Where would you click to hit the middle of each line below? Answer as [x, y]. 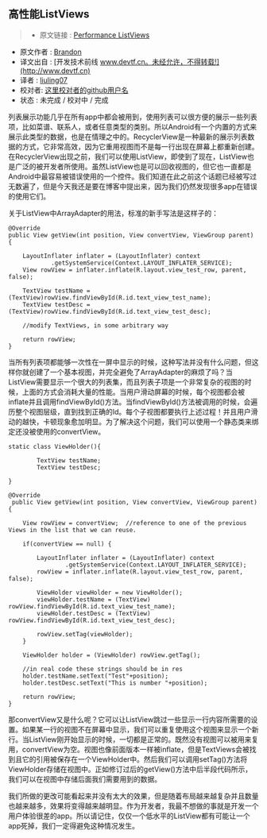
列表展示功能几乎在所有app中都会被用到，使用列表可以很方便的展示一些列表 [133, 117]
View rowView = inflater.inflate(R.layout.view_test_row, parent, [135, 270]
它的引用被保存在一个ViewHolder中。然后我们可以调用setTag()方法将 [135, 759]
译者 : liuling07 [43, 80]
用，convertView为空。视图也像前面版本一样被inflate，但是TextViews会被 [129, 749]
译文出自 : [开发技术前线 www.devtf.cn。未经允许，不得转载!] [120, 61]
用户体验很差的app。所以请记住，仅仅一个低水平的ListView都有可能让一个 [129, 816]
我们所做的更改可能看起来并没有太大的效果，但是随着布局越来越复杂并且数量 [133, 796]
